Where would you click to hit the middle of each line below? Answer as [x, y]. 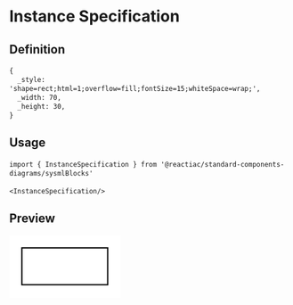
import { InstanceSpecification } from [83, 164]
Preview [33, 219]
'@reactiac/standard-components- [223, 164]
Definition [37, 49]
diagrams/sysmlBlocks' [51, 173]
